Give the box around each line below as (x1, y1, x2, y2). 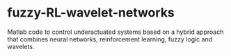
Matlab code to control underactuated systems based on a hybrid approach (7, 28, 224, 36)
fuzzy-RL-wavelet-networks (7, 5, 175, 21)
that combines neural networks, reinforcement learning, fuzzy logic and (7, 35, 213, 43)
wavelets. (7, 42, 35, 50)
